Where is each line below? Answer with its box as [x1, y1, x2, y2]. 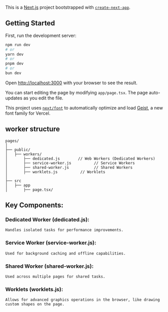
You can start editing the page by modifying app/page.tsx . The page [5, 89, 148, 95]
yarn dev [5, 52, 24, 57]
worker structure [5, 125, 60, 133]
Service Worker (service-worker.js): [5, 239, 96, 247]
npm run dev [5, 42, 30, 47]
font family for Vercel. [5, 110, 51, 116]
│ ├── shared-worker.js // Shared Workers [5, 165, 133, 170]
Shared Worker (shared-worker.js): [5, 262, 94, 269]
